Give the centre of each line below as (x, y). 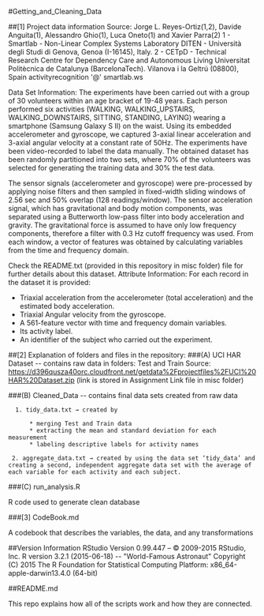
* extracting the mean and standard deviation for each (123, 430)
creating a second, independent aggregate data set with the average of (130, 465)
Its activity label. (46, 331)
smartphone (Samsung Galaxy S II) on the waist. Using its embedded (120, 126)
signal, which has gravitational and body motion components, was (115, 208)
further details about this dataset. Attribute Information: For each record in (128, 274)
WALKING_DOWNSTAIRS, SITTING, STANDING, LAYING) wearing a (117, 117)
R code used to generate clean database (74, 502)
